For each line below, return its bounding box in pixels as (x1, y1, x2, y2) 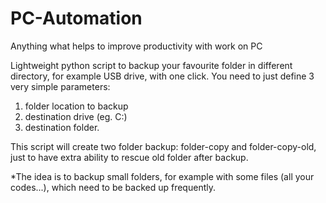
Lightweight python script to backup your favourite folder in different (10, 59, 293, 71)
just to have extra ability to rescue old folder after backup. (10, 151, 249, 163)
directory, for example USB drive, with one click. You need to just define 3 (10, 70, 315, 82)
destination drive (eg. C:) (24, 110, 128, 122)
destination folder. (24, 121, 100, 133)
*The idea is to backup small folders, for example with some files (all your (10, 170, 315, 182)
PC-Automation (10, 7, 143, 30)
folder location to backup (24, 100, 129, 112)
